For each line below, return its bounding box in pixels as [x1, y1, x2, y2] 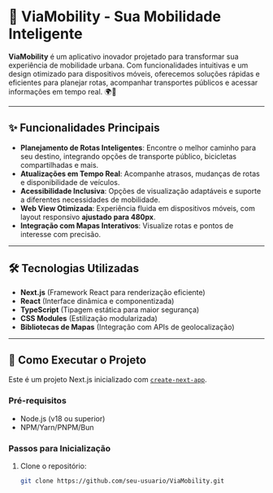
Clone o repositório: [19, 460, 87, 471]
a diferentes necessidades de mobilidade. [19, 195, 161, 205]
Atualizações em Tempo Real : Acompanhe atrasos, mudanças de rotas [19, 169, 260, 178]
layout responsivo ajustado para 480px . [19, 212, 156, 222]
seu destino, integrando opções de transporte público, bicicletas [19, 151, 237, 161]
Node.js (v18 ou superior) [19, 413, 106, 423]
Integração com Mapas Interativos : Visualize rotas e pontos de [19, 220, 234, 231]
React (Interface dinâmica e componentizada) [19, 296, 175, 306]
